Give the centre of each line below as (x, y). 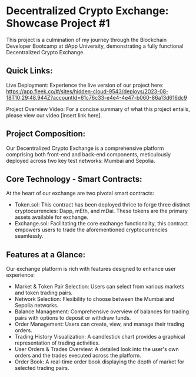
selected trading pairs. (42, 368)
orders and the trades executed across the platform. (78, 356)
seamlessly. (29, 236)
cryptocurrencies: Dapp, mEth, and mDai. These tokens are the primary (101, 211)
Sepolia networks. (36, 306)
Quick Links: (29, 71)
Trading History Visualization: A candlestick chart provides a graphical (100, 337)
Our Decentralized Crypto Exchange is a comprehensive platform (85, 148)
